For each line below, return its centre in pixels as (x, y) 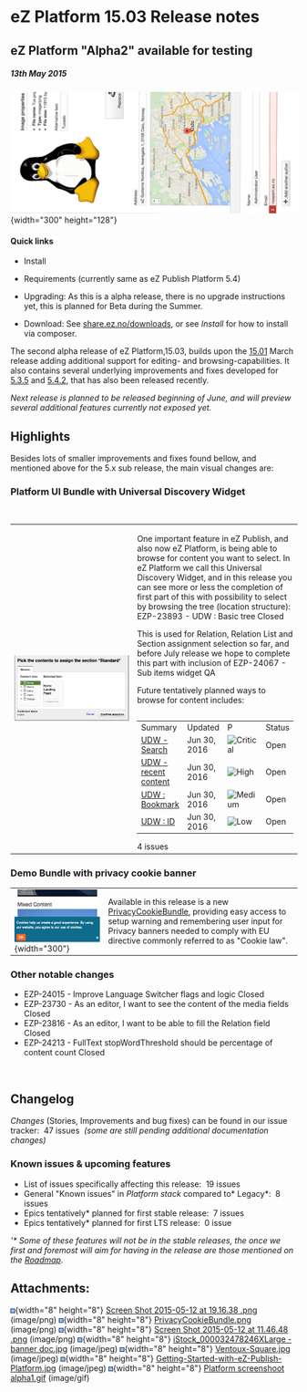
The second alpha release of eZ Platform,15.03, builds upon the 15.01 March (152, 351)
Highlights (41, 436)
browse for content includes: (191, 701)
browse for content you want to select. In (214, 558)
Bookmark (160, 804)
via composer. (50, 334)
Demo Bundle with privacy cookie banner (103, 873)
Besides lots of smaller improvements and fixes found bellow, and (133, 459)
